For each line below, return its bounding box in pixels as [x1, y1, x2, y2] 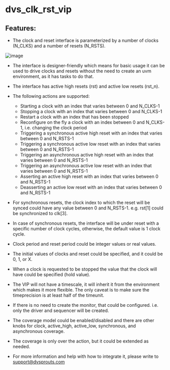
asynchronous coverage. [12, 328, 65, 334]
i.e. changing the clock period [24, 125, 87, 130]
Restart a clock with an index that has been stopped [20, 114, 129, 120]
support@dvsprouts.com [12, 359, 65, 365]
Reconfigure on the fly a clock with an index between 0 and [20, 119, 145, 125]
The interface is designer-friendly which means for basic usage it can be [12, 63, 165, 68]
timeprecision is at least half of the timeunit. [12, 292, 105, 298]
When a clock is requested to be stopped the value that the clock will [12, 266, 157, 272]
